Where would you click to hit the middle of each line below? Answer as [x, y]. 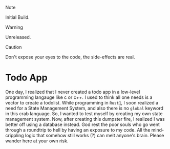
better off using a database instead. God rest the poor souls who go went [83, 124]
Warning [14, 27]
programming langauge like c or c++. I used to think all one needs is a [79, 97]
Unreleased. [18, 37]
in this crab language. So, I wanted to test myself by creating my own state [84, 113]
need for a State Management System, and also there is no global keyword [84, 108]
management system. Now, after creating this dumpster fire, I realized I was [85, 119]
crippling [15, 135]
